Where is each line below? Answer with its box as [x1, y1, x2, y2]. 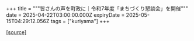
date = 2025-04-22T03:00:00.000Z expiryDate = [6, 12, 125, 18]
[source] [6, 29, 27, 36]
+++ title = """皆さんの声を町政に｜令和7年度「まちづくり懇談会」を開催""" [6, 5, 189, 12]
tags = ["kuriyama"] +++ [50, 18, 110, 24]
